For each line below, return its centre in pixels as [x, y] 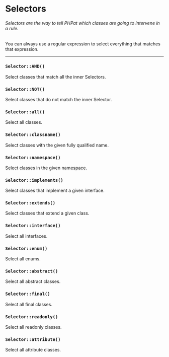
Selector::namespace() [33, 157]
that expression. [22, 49]
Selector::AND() [25, 66]
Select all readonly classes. [33, 327]
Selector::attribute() [33, 339]
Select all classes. [24, 122]
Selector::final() [28, 294]
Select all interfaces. [26, 236]
